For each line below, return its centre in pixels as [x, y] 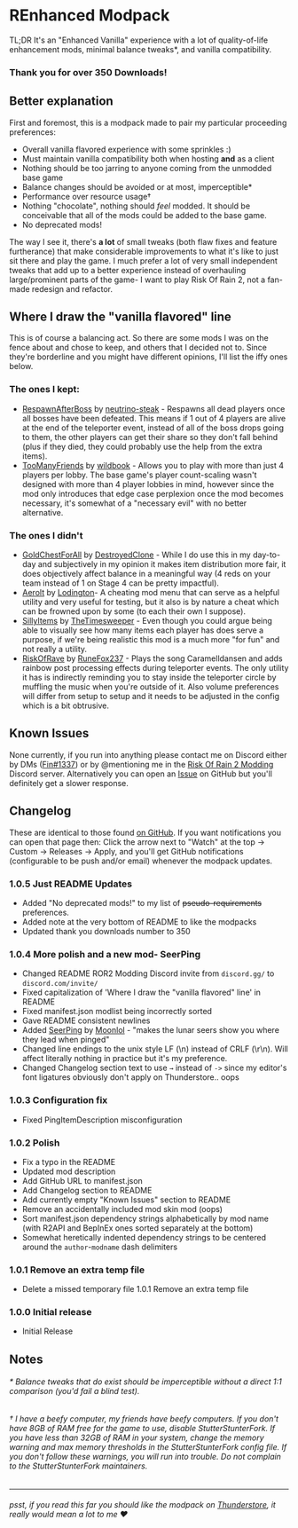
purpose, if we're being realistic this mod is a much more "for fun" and [151, 640]
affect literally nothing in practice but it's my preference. [125, 1059]
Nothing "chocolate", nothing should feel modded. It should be [136, 206]
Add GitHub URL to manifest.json [82, 1180]
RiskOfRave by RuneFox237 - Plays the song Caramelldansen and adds [152, 658]
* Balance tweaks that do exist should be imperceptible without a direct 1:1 [145, 1382]
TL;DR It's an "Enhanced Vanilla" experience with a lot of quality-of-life [139, 40]
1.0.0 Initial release [51, 1312]
